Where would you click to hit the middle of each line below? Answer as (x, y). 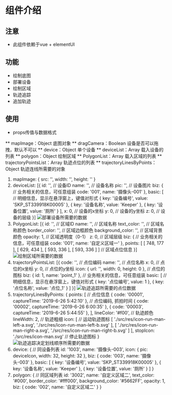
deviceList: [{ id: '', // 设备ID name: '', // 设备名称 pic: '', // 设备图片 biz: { (88, 185)
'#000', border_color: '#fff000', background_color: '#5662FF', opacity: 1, (89, 381)
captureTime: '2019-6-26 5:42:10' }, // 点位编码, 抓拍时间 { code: (81, 300)
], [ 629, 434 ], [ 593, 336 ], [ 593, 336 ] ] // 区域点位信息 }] (75, 249)
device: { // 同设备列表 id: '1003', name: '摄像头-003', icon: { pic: (80, 349)
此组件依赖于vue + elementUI (44, 44)
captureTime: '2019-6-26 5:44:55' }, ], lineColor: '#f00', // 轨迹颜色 (83, 313)
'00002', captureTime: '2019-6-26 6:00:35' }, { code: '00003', (78, 307)
